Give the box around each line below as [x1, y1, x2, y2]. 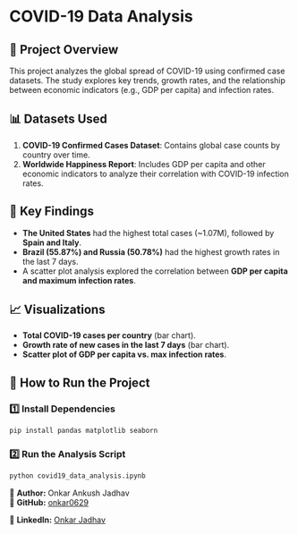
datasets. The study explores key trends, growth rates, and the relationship [9, 75, 286, 86]
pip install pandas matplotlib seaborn [9, 427, 158, 436]
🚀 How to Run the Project [9, 375, 150, 390]
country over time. [21, 149, 91, 160]
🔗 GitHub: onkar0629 [9, 497, 89, 508]
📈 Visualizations [9, 302, 106, 318]
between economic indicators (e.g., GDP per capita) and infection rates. [9, 85, 275, 95]
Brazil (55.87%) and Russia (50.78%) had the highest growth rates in [21, 246, 280, 257]
